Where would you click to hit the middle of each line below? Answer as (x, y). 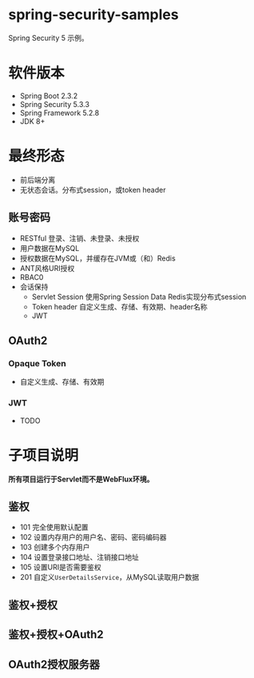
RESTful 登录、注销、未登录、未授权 (79, 238)
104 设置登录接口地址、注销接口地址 (79, 557)
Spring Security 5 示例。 (49, 38)
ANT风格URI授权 (47, 268)
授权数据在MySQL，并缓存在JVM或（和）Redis (97, 258)
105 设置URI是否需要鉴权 (60, 567)
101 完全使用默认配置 (54, 527)
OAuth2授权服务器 (54, 664)
